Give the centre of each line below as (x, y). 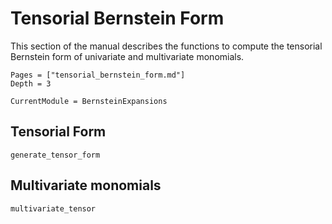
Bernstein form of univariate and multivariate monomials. (127, 56)
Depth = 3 (31, 83)
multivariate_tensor (53, 208)
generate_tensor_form (55, 155)
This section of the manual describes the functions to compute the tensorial (166, 46)
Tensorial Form (58, 132)
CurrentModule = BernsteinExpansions (89, 101)
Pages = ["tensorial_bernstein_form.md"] (98, 75)
